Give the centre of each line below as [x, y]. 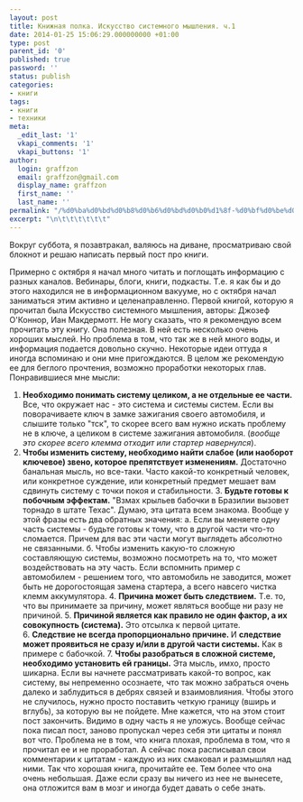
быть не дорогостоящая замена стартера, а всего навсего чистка [149, 586]
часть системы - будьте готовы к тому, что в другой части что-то [148, 529]
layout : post [34, 18]
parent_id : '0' [38, 51]
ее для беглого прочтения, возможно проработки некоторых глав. [138, 367]
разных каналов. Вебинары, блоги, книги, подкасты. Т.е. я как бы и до [145, 281]
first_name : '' [46, 194]
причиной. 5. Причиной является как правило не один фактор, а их [155, 615]
